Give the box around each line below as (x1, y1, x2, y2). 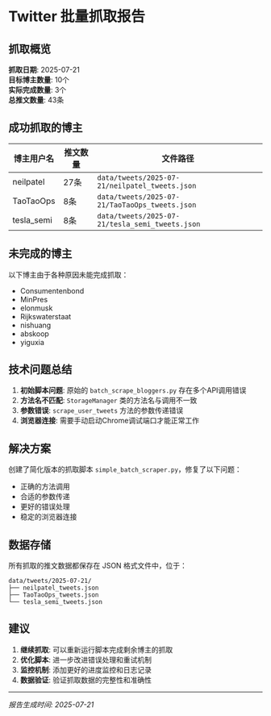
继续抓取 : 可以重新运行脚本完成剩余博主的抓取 (19, 644, 173, 654)
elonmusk (19, 303, 53, 313)
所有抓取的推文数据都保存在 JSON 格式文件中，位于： (8, 561, 188, 571)
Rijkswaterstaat (19, 311, 72, 321)
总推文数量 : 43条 (8, 95, 65, 105)
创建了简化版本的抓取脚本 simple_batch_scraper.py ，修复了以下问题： (8, 464, 242, 474)
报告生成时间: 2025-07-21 (8, 699, 94, 710)
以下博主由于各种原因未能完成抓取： (8, 269, 129, 279)
